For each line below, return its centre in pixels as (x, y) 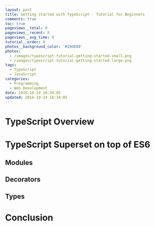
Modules (19, 163)
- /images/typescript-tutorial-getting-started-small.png (71, 56)
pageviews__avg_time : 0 (30, 38)
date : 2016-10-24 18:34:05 (33, 93)
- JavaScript (23, 74)
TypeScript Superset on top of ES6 (78, 144)
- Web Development (29, 88)
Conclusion (29, 217)
